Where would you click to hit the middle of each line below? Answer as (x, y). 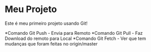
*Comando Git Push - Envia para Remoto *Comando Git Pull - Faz (74, 33)
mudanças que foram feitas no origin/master (51, 43)
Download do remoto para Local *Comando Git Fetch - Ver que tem (75, 38)
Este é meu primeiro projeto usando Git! (46, 23)
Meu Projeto (31, 9)
